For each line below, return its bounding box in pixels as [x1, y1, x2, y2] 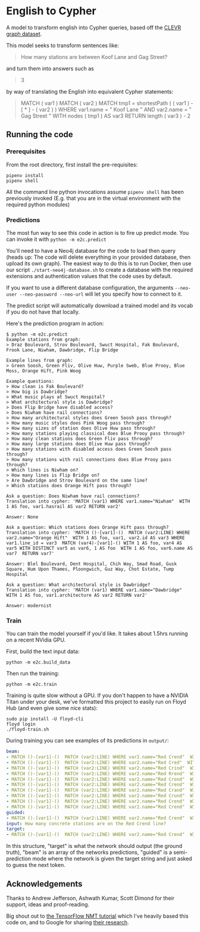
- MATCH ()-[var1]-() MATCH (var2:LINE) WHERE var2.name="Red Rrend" [6, 770, 185, 776]
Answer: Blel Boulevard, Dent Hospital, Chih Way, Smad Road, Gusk [6, 561, 177, 567]
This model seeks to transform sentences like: [6, 42, 120, 49]
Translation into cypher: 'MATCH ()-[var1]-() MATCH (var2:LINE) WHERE [6, 530, 190, 535]
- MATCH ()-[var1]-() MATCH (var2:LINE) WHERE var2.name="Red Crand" [6, 787, 185, 794]
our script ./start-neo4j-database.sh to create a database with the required [6, 266, 193, 273]
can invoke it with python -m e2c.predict [6, 236, 107, 243]
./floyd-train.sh [6, 726, 49, 733]
